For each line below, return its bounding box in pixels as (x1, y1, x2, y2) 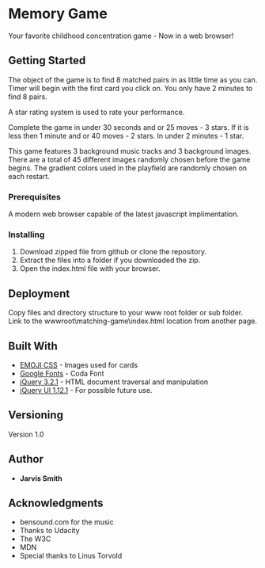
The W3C (19, 534, 51, 543)
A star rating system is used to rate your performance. (8, 107, 185, 116)
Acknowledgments (8, 496, 104, 509)
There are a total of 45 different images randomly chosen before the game (8, 154, 251, 164)
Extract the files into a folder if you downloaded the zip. (19, 255, 201, 265)
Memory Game (8, 5, 108, 23)
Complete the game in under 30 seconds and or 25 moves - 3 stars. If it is (8, 122, 249, 132)
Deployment (8, 287, 70, 300)
